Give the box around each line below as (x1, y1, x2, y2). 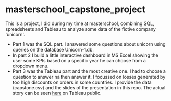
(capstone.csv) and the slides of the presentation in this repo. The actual (12, 84, 166, 90)
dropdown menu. (12, 63, 49, 69)
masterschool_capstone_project (5, 4, 146, 15)
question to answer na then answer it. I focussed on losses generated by (12, 73, 166, 80)
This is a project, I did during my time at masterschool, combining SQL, (5, 20, 154, 27)
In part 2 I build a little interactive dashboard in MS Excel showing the (12, 52, 158, 58)
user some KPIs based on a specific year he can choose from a (12, 57, 146, 63)
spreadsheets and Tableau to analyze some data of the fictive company (5, 26, 156, 32)
